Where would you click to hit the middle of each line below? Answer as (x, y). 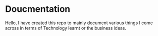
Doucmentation (38, 9)
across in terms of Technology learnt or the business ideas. (66, 28)
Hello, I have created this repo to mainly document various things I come (79, 23)
